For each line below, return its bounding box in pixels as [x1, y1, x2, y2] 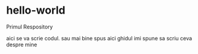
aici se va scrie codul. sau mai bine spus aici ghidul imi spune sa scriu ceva [6, 34, 193, 42]
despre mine [6, 41, 37, 48]
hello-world [6, 4, 66, 17]
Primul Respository [6, 23, 53, 30]
